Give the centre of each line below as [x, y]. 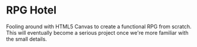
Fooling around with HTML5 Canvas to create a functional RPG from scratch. [99, 26]
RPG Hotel [31, 10]
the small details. [26, 39]
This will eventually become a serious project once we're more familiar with [97, 32]
